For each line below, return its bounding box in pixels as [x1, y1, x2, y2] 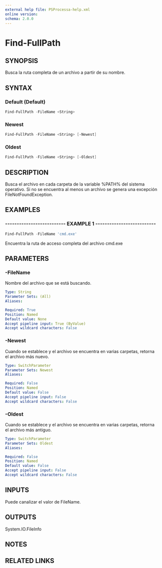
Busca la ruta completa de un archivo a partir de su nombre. [5, 69, 126, 76]
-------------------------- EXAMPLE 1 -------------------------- [5, 220, 156, 227]
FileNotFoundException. [5, 191, 54, 198]
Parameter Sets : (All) [5, 294, 51, 299]
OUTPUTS [5, 513, 36, 522]
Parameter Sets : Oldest [5, 441, 54, 446]
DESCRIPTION [5, 168, 49, 176]
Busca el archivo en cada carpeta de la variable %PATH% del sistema [5, 181, 145, 187]
